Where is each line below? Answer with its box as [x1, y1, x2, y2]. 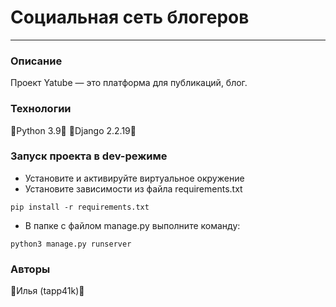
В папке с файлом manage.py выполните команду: [24, 219, 241, 231]
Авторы [10, 262, 51, 276]
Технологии [10, 102, 72, 116]
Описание [10, 54, 63, 68]
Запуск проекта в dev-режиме [10, 149, 168, 163]
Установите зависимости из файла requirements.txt [24, 182, 243, 195]
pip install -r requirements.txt [10, 202, 150, 212]
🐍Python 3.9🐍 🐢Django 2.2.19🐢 [10, 124, 137, 136]
